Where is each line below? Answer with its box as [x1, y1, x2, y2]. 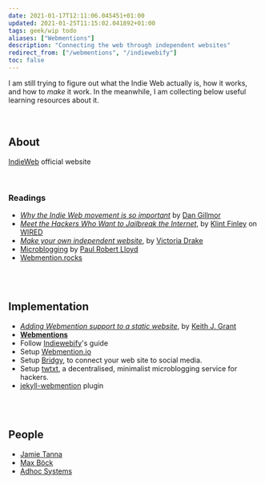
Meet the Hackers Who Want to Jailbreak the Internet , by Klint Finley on [19, 218, 258, 228]
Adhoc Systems [19, 466, 73, 476]
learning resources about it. [8, 95, 99, 105]
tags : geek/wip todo [8, 26, 78, 34]
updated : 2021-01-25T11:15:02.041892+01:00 [8, 19, 156, 27]
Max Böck [19, 458, 54, 467]
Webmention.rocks [19, 253, 82, 262]
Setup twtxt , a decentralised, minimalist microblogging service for [19, 363, 238, 373]
